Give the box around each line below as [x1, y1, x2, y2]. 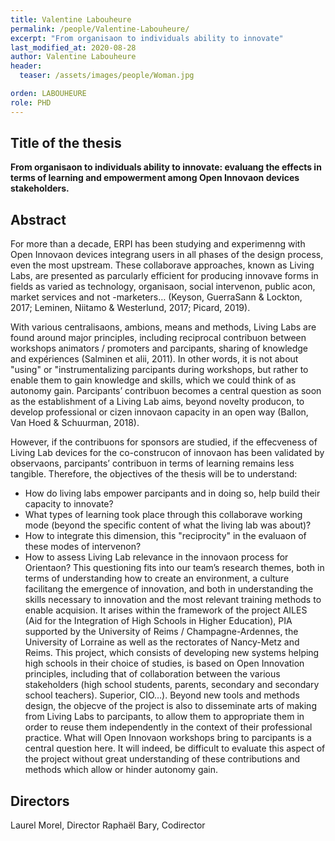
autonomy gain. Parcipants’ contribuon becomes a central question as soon [10, 385, 322, 397]
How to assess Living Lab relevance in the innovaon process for [24, 551, 289, 563]
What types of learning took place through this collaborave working [24, 509, 303, 521]
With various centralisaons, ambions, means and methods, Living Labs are [10, 321, 317, 333]
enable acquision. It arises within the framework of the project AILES [24, 604, 308, 616]
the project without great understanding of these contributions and [24, 753, 301, 765]
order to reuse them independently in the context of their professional [24, 721, 313, 733]
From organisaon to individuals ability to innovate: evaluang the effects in [10, 161, 322, 173]
